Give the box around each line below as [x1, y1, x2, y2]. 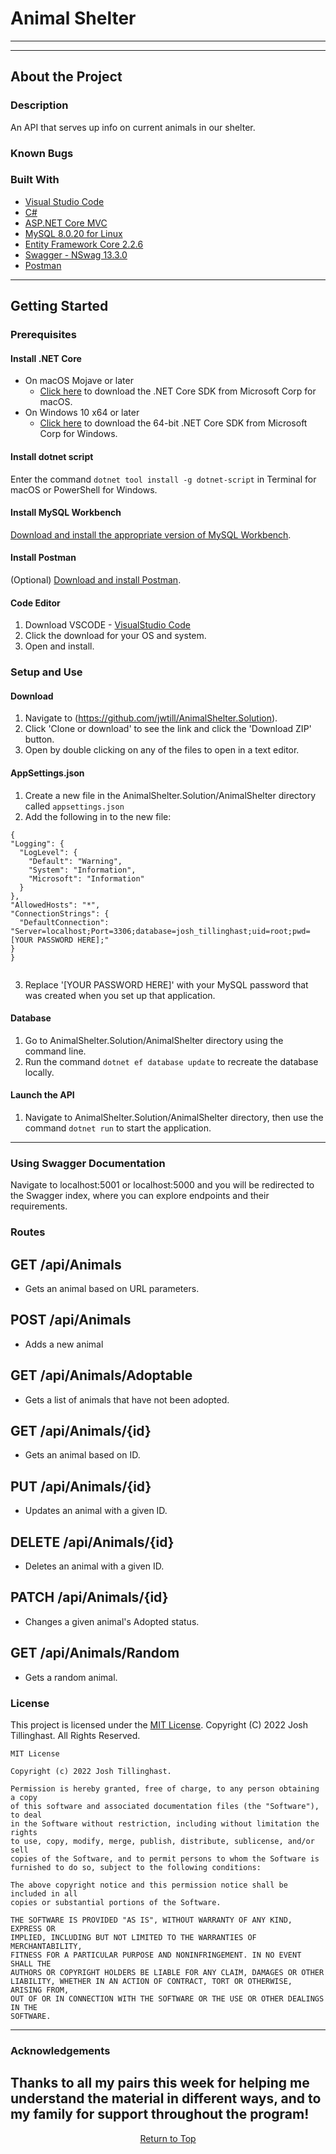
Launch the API [10, 1089, 75, 1101]
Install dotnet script [10, 450, 94, 462]
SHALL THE [10, 1958, 52, 1969]
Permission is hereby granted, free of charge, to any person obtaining [10, 1783, 320, 1794]
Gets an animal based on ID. [24, 1449, 141, 1461]
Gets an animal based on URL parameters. [24, 1282, 200, 1294]
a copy [10, 1792, 38, 1802]
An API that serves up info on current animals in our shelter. [10, 121, 256, 133]
